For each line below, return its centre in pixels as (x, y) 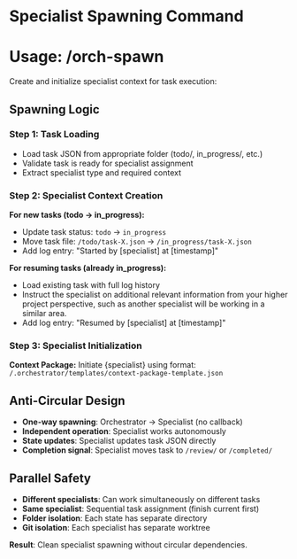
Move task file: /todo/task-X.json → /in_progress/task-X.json (137, 242)
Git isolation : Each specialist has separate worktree (116, 528)
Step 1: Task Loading (54, 135)
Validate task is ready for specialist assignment (107, 163)
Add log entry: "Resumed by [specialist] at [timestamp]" (124, 323)
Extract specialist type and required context (102, 172)
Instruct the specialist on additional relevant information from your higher (155, 295)
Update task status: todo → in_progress (94, 232)
